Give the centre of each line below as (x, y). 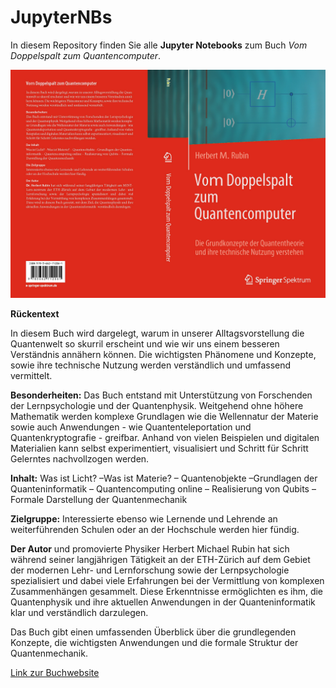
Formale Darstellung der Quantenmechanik (99, 500)
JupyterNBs (61, 17)
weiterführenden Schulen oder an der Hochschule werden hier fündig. (155, 530)
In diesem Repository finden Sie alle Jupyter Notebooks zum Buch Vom (159, 45)
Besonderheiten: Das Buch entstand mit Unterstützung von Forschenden (161, 395)
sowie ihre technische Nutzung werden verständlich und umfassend (151, 365)
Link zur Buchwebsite (55, 673)
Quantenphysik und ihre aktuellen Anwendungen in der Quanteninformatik (163, 602)
